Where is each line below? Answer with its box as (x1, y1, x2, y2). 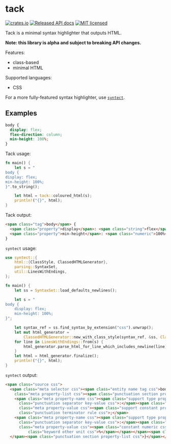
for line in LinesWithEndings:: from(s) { (14, 339, 103, 344)
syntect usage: (5, 245, 37, 251)
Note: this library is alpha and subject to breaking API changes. (5, 39, 141, 46)
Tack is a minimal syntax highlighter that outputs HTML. (5, 29, 122, 36)
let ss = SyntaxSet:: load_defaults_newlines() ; (14, 288, 117, 293)
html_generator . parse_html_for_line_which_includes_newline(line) (23, 344, 167, 349)
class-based (12, 59, 39, 65)
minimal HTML (12, 65, 43, 71)
